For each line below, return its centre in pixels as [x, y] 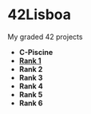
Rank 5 [31, 94]
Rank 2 [31, 69]
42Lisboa [40, 15]
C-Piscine [36, 52]
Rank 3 [31, 77]
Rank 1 [30, 61]
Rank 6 [31, 103]
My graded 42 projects [45, 37]
